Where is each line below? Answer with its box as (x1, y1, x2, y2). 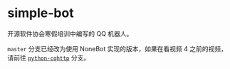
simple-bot (7, 5, 74, 21)
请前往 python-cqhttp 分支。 (7, 53, 90, 62)
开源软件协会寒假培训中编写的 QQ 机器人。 (7, 29, 133, 38)
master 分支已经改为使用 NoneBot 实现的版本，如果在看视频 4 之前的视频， (7, 44, 228, 53)
